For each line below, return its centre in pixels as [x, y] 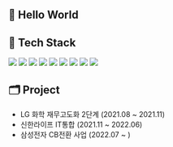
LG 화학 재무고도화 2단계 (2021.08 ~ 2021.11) [92, 115]
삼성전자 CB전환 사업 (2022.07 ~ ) [75, 135]
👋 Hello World [43, 15]
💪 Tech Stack [42, 43]
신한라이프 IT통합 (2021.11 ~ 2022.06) [81, 125]
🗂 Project [34, 90]
